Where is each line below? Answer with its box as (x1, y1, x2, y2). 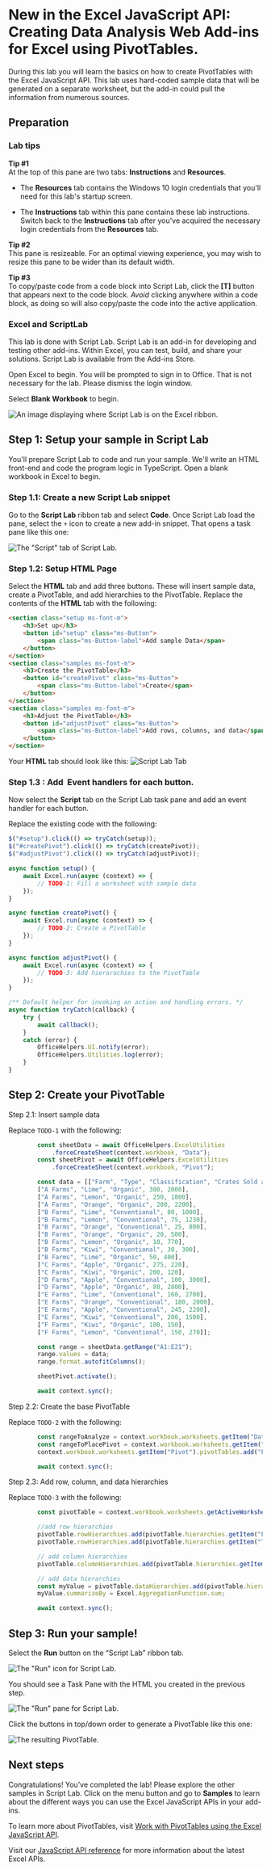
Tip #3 (8, 272, 31, 282)
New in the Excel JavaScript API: (8, 6, 231, 24)
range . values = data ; (37, 1351, 110, 1359)
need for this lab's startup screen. (19, 191, 133, 201)
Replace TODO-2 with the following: (8, 1417, 123, 1427)
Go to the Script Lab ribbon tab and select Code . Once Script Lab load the (8, 511, 256, 520)
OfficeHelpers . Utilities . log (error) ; (37, 1051, 164, 1059)
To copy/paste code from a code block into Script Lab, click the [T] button (8, 281, 255, 291)
